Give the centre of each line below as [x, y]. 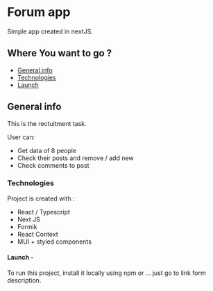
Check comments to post [53, 165]
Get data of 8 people [47, 150]
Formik [27, 226]
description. [24, 281]
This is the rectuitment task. [47, 123]
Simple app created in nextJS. [50, 31]
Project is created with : [41, 198]
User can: [21, 137]
